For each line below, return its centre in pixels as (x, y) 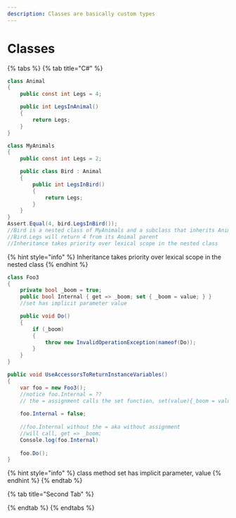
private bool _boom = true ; (61, 290)
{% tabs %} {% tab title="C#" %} (55, 68)
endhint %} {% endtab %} (45, 481)
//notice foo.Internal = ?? (61, 394)
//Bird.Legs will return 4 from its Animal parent (83, 236)
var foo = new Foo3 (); (53, 388)
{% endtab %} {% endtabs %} (51, 508)
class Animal (26, 81)
